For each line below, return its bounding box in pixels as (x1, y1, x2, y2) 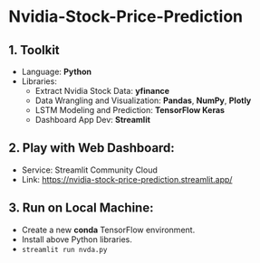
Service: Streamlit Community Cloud (21, 164, 158, 175)
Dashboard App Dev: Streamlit (34, 115, 151, 125)
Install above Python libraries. (21, 233, 133, 245)
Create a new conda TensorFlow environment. (21, 224, 196, 235)
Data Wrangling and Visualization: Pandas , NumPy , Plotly (34, 95, 252, 106)
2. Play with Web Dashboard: (8, 140, 176, 155)
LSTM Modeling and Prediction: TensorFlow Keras (34, 105, 226, 115)
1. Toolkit (8, 42, 60, 58)
